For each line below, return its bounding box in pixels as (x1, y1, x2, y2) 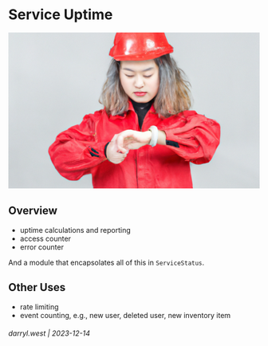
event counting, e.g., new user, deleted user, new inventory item (19, 310, 231, 320)
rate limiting (19, 301, 59, 312)
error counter (19, 242, 64, 252)
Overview (8, 204, 58, 218)
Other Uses (8, 281, 66, 294)
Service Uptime (8, 6, 113, 24)
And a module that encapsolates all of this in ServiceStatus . (8, 258, 205, 267)
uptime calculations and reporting (19, 225, 131, 234)
